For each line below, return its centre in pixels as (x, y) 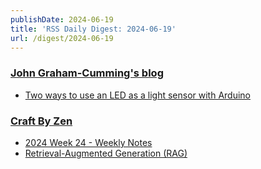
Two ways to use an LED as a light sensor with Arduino (138, 95)
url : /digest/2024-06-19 (62, 38)
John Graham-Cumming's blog (87, 73)
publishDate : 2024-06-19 (62, 19)
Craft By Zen (41, 121)
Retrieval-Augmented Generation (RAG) (106, 153)
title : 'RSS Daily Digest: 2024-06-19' (93, 29)
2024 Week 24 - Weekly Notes (88, 142)
